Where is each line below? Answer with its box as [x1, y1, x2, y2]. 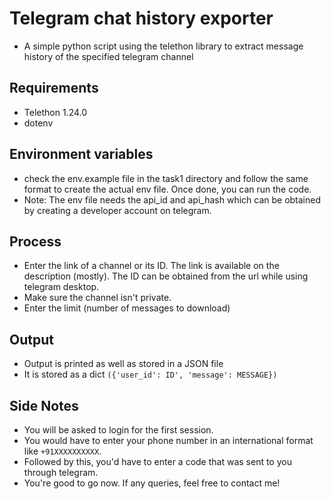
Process [9, 233, 62, 250]
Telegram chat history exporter [9, 7, 274, 30]
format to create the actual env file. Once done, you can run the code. [23, 183, 312, 195]
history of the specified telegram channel [23, 50, 194, 62]
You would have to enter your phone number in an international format [23, 435, 314, 446]
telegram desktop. [23, 281, 100, 293]
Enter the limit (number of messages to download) [23, 302, 231, 314]
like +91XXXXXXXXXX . [23, 445, 102, 457]
